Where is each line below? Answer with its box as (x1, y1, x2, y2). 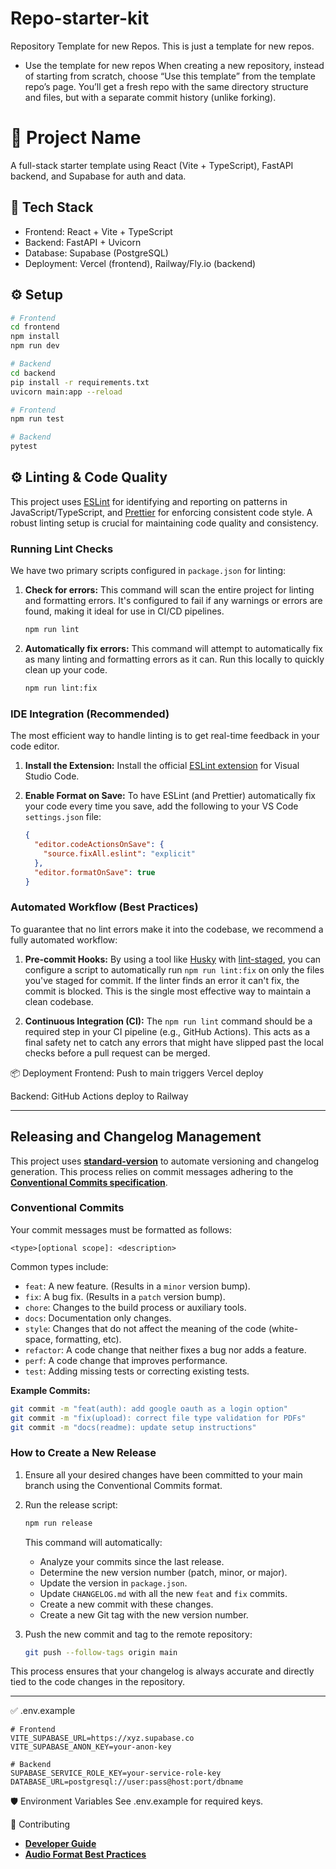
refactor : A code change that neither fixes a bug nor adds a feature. (24, 1343, 307, 1356)
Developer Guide (24, 1838, 97, 1850)
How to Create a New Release (10, 1446, 157, 1460)
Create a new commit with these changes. (39, 1598, 214, 1610)
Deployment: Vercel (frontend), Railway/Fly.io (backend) (24, 257, 257, 269)
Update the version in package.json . (39, 1577, 188, 1589)
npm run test (10, 414, 65, 424)
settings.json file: (24, 811, 102, 823)
